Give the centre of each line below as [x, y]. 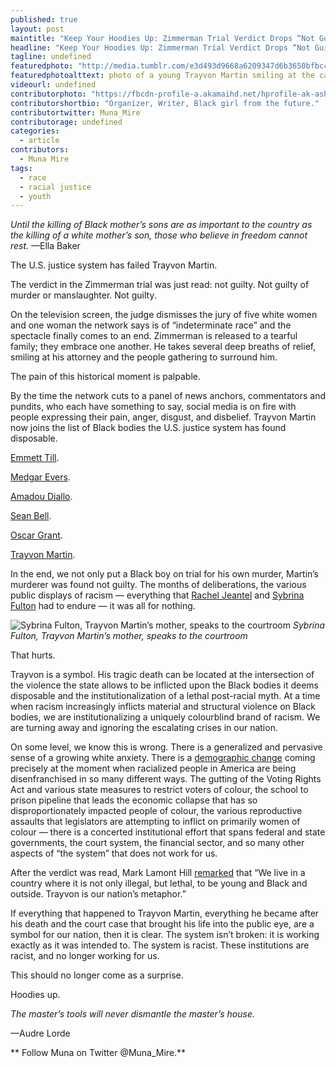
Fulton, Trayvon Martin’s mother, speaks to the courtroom [129, 636]
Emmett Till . [35, 458]
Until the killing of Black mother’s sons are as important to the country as [161, 225]
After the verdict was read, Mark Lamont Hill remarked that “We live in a [158, 873]
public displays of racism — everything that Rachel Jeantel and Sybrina [157, 595]
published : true [44, 19]
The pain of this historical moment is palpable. [105, 377]
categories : [35, 131]
